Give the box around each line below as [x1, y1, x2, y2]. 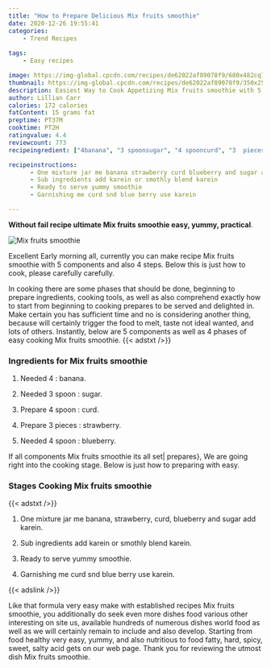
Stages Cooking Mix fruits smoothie [8, 480, 152, 492]
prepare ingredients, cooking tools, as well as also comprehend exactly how [8, 292, 261, 302]
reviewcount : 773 [8, 139, 67, 147]
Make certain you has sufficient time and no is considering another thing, [8, 309, 252, 319]
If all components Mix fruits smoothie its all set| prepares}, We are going [8, 452, 248, 462]
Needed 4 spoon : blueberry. [19, 436, 117, 446]
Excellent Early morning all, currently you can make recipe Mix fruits [8, 251, 235, 260]
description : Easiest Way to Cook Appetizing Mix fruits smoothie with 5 [8, 86, 262, 94]
